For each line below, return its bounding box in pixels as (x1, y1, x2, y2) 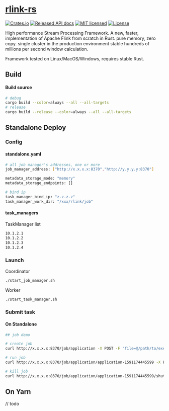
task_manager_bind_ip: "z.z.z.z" (5, 194, 75, 199)
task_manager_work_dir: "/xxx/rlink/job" (5, 199, 94, 204)
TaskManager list (5, 221, 41, 227)
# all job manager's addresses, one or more (5, 162, 100, 167)
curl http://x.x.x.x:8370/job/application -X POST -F (5, 346, 121, 351)
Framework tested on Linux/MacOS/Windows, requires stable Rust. (5, 55, 144, 61)
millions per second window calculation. (5, 46, 89, 52)
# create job (5, 341, 33, 347)
